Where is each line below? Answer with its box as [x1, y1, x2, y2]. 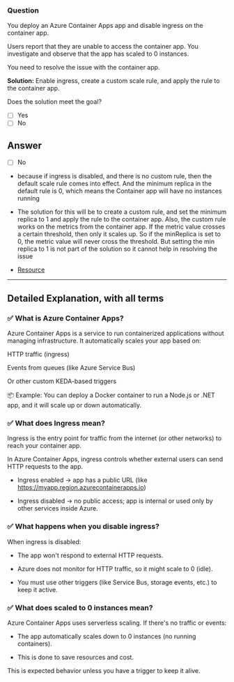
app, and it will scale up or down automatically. [7, 401, 141, 409]
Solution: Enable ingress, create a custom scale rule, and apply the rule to [7, 77, 220, 85]
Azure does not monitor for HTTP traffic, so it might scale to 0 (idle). [17, 564, 213, 573]
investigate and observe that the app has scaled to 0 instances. [7, 49, 189, 58]
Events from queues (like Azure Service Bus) [7, 363, 136, 371]
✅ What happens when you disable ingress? [7, 522, 160, 532]
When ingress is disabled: [7, 537, 81, 545]
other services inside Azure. [17, 504, 99, 513]
